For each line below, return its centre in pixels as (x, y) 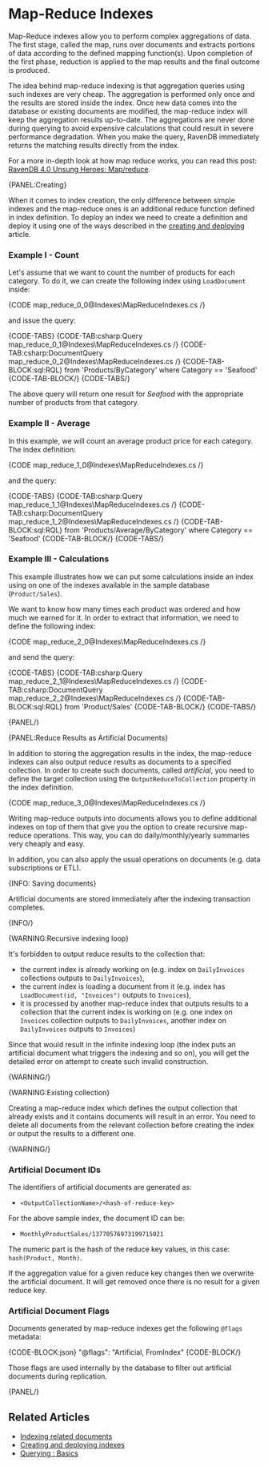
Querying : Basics (49, 1453)
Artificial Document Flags (59, 1311)
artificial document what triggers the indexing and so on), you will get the (129, 1053)
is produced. (29, 70)
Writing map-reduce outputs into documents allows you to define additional (133, 818)
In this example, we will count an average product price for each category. (131, 440)
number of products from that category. (74, 403)
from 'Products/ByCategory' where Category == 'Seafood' (160, 370)
